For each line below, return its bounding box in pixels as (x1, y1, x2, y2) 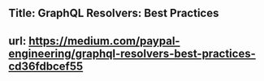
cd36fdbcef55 (8, 59, 84, 73)
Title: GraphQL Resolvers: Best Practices (8, 6, 219, 20)
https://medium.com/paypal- (28, 34, 180, 48)
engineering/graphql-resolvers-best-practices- (8, 46, 256, 60)
